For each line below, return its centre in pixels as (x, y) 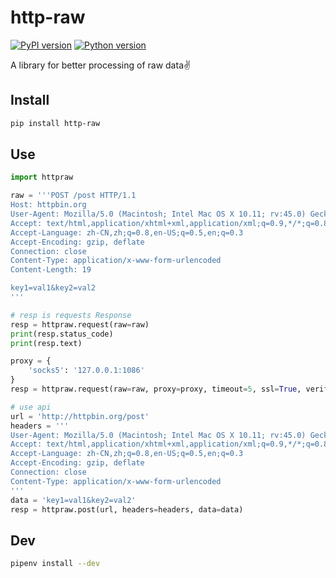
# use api (31, 407)
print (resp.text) (46, 343)
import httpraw (42, 177)
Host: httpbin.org (48, 205)
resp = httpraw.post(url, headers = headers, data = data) (127, 509)
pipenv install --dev (55, 564)
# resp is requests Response (71, 315)
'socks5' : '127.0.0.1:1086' (86, 371)
